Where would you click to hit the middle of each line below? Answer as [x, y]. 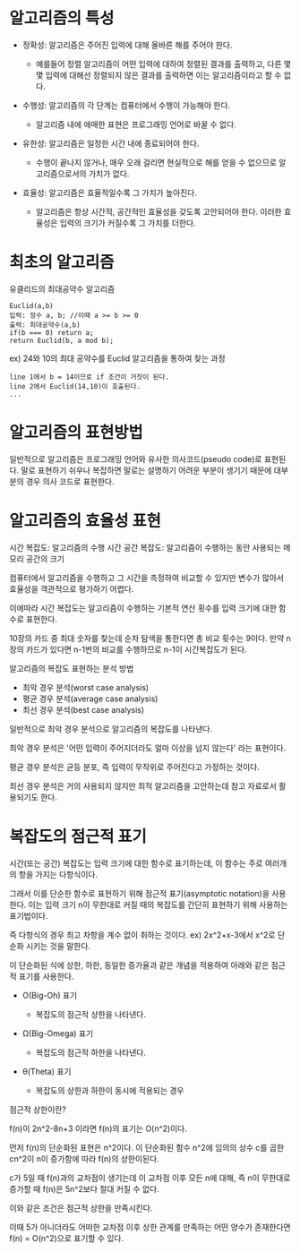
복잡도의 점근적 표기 [78, 836]
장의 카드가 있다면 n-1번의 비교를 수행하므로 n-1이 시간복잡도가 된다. [129, 649]
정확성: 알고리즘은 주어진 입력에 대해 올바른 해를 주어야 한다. [127, 45]
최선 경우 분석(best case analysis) [83, 709]
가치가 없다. [109, 173]
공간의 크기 [45, 558]
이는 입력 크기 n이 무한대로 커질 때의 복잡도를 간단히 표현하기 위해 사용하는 [158, 905]
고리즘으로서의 [61, 173]
